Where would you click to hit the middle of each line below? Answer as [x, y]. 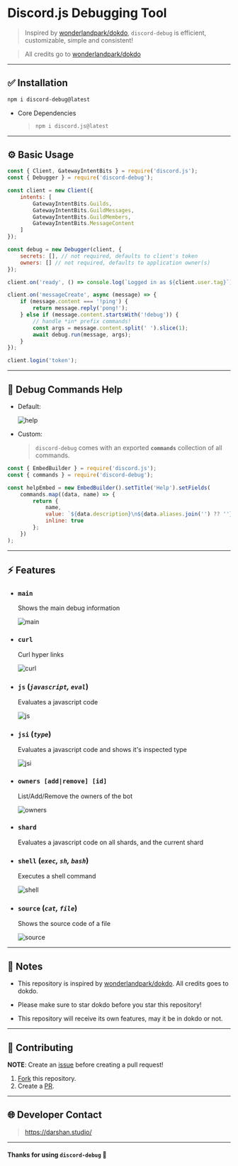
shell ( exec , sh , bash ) [53, 861]
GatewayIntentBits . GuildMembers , [82, 217]
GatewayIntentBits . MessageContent [84, 224]
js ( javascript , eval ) [53, 687]
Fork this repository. [47, 1079]
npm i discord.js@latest [72, 126]
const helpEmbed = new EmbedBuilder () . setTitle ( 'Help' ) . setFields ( [109, 488]
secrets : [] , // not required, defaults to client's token [109, 256]
